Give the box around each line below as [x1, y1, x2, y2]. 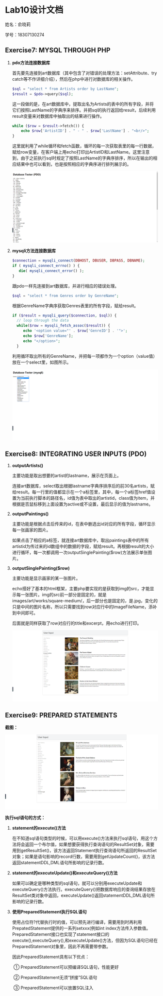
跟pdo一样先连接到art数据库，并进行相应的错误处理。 [12, 283, 119, 289]
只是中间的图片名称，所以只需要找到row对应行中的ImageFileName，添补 [12, 604, 158, 610]
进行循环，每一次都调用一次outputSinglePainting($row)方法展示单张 [12, 550, 148, 556]
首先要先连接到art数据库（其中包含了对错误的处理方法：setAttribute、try [12, 70, 157, 76]
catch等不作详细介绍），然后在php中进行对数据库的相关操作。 [12, 76, 135, 82]
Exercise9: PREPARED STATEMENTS [5, 711, 117, 719]
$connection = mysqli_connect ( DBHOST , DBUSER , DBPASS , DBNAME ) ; [12, 258, 145, 263]
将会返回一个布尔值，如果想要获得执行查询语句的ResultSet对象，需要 [16, 841, 155, 847]
